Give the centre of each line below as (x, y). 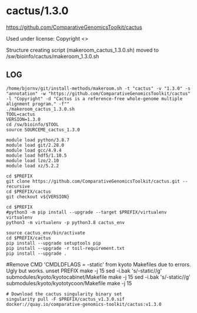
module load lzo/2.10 (33, 160)
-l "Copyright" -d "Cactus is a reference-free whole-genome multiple (94, 98)
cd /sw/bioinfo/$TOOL (33, 124)
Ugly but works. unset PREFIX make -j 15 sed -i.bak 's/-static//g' (84, 271)
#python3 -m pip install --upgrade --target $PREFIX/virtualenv (86, 212)
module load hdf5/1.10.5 (36, 155)
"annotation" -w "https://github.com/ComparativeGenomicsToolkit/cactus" (98, 93)
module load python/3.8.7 (38, 140)
